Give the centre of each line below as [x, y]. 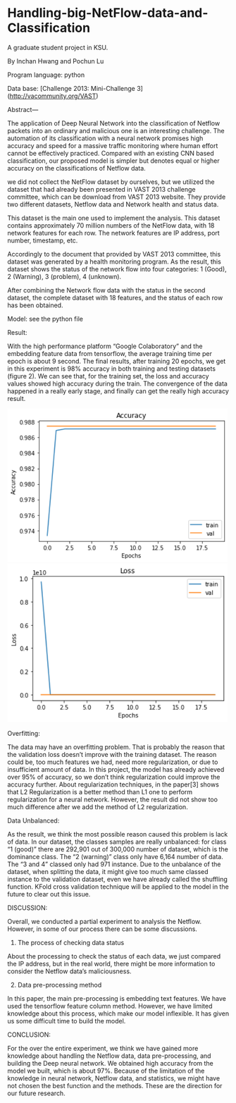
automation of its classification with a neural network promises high [105, 138]
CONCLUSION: [29, 1035]
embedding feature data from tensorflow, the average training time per [110, 353]
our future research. [36, 1093]
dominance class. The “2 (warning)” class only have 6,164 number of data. [115, 857]
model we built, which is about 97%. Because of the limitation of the [106, 1071]
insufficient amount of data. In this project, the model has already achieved [116, 770]
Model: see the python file [45, 319]
